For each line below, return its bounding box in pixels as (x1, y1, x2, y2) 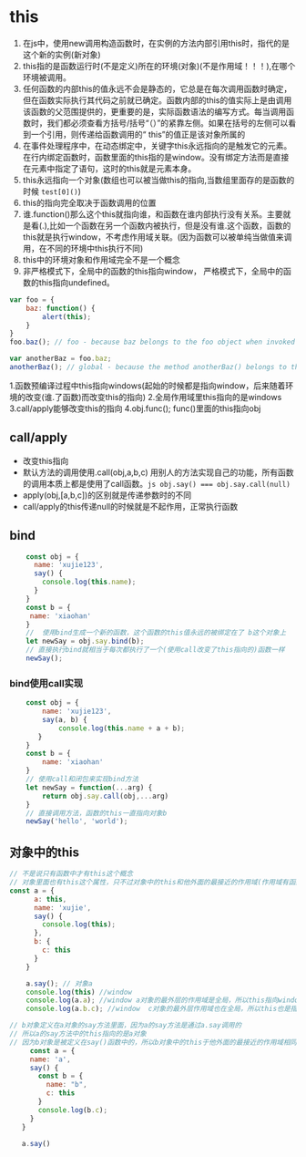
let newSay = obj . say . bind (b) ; (25, 636, 145, 646)
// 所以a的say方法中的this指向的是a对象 (9, 1029, 148, 1038)
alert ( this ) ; (42, 312, 92, 321)
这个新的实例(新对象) (22, 48, 102, 60)
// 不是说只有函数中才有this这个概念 (9, 869, 134, 879)
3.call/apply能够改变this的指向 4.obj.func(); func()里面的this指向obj (9, 403, 261, 414)
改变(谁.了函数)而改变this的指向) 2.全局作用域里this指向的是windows (25, 391, 282, 402)
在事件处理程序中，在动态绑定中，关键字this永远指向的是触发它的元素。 (22, 139, 292, 151)
